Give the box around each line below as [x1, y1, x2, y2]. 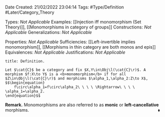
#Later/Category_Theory [5, 9, 55, 15]
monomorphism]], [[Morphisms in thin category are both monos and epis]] [5, 44, 156, 50]
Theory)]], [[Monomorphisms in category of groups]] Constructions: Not [5, 24, 152, 30]
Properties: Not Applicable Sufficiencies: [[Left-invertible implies [5, 39, 136, 45]
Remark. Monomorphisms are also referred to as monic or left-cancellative [5, 102, 159, 108]
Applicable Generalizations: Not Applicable [5, 29, 92, 35]
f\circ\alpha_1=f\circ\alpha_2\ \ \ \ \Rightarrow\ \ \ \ [14, 85, 135, 89]
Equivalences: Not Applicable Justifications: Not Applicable [5, 49, 126, 55]
